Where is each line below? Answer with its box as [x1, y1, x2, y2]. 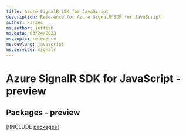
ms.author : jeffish [6, 25, 54, 31]
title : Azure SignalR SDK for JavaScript [6, 8, 109, 15]
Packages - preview [6, 108, 80, 118]
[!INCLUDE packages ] [6, 123, 59, 130]
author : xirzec [6, 19, 43, 25]
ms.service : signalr [6, 47, 57, 53]
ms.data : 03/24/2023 [6, 30, 57, 36]
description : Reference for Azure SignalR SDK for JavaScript [6, 14, 161, 20]
